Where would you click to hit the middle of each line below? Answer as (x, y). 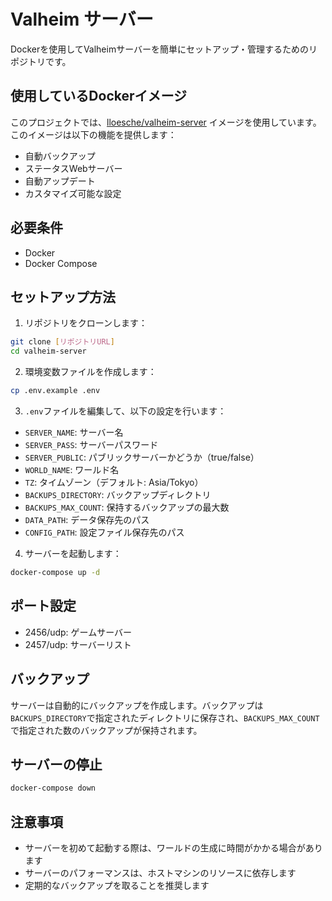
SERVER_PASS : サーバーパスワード (91, 444)
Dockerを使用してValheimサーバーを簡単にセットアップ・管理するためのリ (164, 49)
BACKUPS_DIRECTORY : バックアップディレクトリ (118, 494)
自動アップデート (60, 181)
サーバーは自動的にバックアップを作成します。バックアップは (137, 705)
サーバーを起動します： (73, 553)
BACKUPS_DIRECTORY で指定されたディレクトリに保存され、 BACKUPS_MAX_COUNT (165, 717)
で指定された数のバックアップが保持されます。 (106, 730)
